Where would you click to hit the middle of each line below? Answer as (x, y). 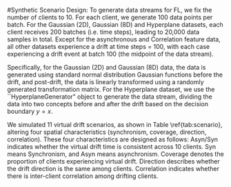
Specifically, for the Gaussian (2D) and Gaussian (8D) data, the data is (107, 67)
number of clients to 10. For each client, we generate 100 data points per (110, 17)
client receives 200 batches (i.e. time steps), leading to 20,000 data (103, 32)
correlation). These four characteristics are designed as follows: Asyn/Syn (113, 139)
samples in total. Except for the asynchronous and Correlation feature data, (114, 39)
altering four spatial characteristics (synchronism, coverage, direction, (107, 132)
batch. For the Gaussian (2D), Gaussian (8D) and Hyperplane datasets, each (115, 24)
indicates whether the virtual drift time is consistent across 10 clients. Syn (111, 147)
